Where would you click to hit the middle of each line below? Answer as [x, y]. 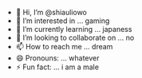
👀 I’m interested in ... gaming [63, 21]
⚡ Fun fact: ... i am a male [57, 67]
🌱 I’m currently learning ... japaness [74, 29]
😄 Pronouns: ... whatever [57, 58]
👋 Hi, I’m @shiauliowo [51, 12]
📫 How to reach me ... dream [64, 47]
